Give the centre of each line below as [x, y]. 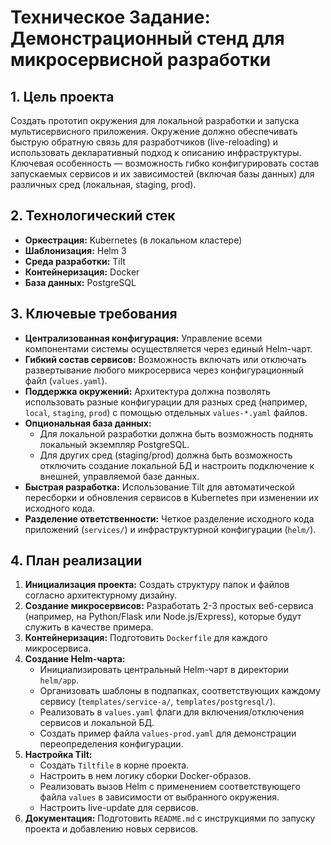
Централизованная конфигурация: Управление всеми [143, 338]
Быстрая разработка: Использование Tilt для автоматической [159, 487]
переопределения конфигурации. [111, 744]
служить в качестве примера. [89, 627]
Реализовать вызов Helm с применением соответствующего [170, 787]
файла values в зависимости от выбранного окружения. [159, 797]
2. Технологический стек [93, 216]
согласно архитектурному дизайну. [101, 595]
